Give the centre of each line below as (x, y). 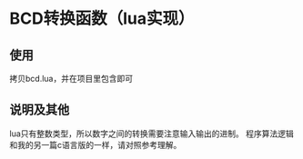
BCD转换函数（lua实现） (102, 19)
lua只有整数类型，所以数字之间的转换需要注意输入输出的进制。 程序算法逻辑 (151, 134)
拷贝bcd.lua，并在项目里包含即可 (71, 79)
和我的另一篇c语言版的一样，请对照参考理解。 (96, 144)
